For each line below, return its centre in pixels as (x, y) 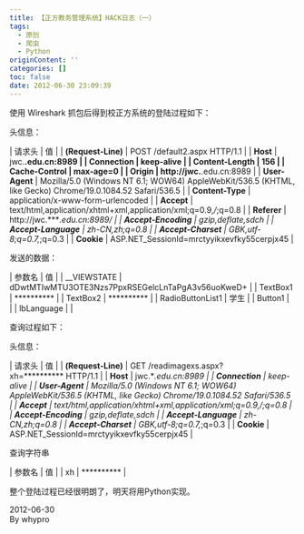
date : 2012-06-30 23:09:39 (60, 86)
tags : (20, 26)
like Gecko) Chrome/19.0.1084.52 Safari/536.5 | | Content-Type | (130, 190)
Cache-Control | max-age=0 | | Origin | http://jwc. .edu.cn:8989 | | (135, 171)
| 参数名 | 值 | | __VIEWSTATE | (66, 277)
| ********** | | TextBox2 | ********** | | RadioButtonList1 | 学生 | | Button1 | (150, 297)
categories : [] (38, 69)
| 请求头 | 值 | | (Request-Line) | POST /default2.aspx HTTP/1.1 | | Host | (143, 151)
